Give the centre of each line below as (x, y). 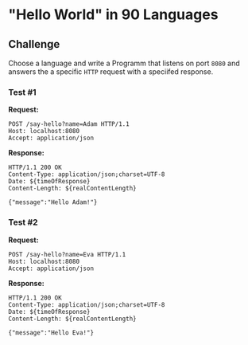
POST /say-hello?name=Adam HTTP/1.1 (69, 124)
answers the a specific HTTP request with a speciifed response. (111, 72)
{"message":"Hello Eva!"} (51, 332)
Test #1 (23, 92)
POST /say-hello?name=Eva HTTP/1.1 (67, 254)
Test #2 (23, 222)
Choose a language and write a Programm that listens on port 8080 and (124, 63)
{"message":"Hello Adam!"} (53, 202)
